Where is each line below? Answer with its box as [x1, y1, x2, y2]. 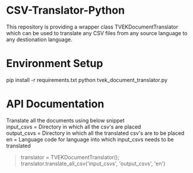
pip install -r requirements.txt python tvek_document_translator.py [6, 76, 168, 83]
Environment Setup [6, 57, 103, 70]
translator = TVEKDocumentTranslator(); [20, 153, 120, 161]
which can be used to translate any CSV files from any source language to [6, 29, 188, 36]
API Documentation [6, 97, 105, 111]
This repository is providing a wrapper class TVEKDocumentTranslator [6, 23, 178, 30]
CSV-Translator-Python [6, 4, 125, 17]
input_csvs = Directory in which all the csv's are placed [6, 123, 141, 130]
